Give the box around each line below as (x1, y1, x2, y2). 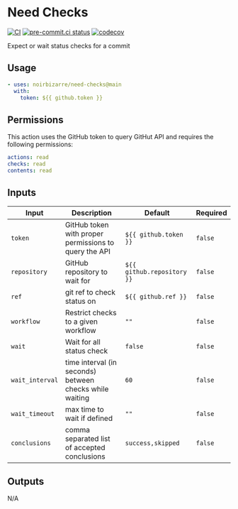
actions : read (7, 154, 50, 161)
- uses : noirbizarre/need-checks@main (7, 81, 122, 88)
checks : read (7, 160, 46, 168)
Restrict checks (64, 307, 117, 317)
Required (195, 207, 227, 217)
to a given (64, 317, 98, 327)
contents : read (7, 167, 52, 174)
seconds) (64, 366, 97, 376)
